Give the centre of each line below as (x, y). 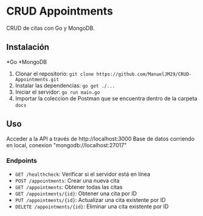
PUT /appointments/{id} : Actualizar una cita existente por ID (90, 200)
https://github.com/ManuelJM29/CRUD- (144, 74)
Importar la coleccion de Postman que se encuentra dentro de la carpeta (106, 98)
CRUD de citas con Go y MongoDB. (51, 28)
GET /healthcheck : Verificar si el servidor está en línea (83, 174)
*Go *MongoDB (27, 61)
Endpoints (22, 161)
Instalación (28, 47)
